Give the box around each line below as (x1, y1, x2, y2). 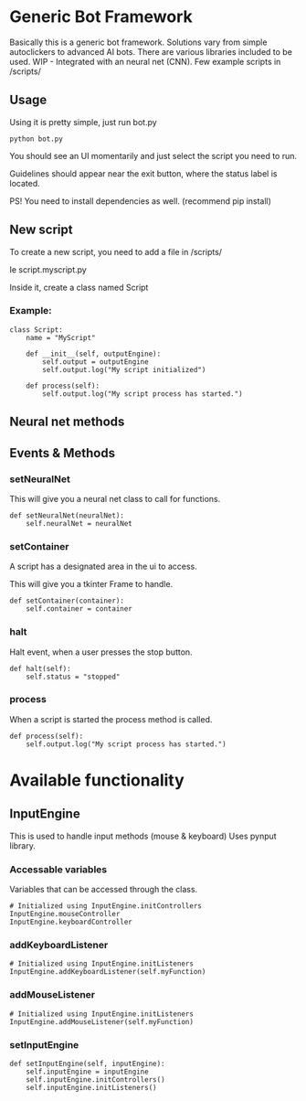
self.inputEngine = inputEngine (26, 1067, 149, 1076)
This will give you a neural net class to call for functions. (9, 493, 221, 504)
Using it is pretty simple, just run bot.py (9, 116, 157, 127)
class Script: (9, 325, 64, 335)
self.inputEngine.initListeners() (26, 1084, 157, 1093)
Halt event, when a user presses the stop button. (9, 647, 194, 657)
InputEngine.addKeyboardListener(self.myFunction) (9, 967, 206, 977)
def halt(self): (9, 664, 71, 673)
